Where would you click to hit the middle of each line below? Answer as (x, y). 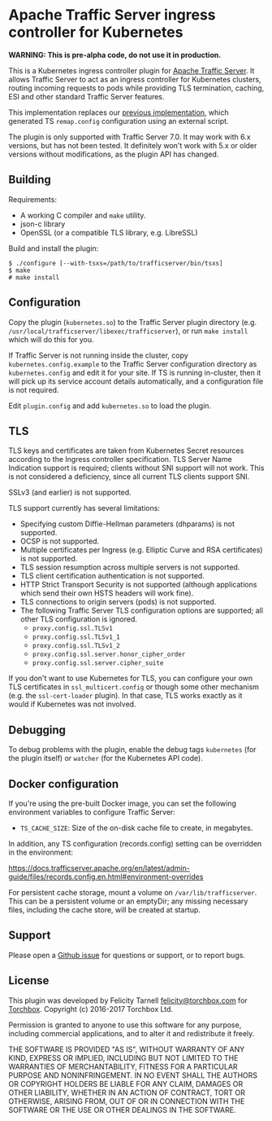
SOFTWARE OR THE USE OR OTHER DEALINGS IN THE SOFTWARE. (122, 1110)
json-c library (43, 224)
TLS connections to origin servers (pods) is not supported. (118, 602)
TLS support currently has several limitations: (84, 508)
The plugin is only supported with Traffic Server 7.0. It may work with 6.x (130, 137)
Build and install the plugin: (54, 248)
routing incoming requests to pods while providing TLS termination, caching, (136, 88)
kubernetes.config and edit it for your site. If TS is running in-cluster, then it (135, 372)
